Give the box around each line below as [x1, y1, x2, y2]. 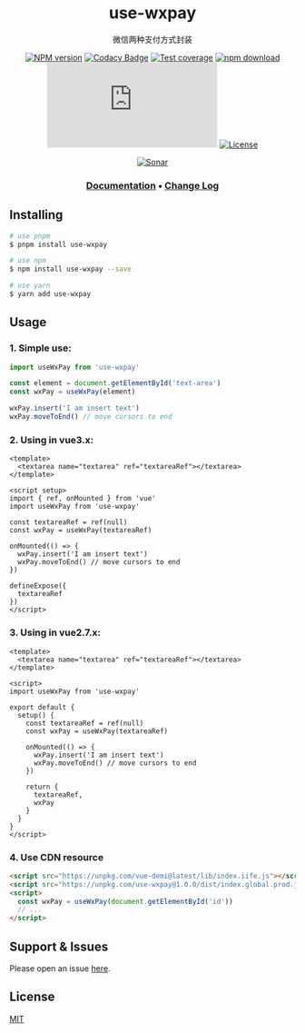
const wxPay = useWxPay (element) [9, 387, 136, 397]
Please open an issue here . [9, 962, 111, 974]
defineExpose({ [9, 581, 67, 591]
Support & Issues [9, 939, 109, 954]
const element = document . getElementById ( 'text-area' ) [9, 379, 221, 388]
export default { [9, 702, 75, 711]
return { [25, 782, 59, 791]
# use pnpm [9, 231, 51, 241]
